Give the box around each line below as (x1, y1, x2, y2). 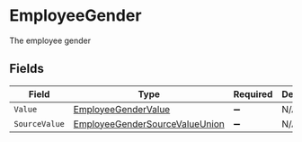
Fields (9, 61, 45, 76)
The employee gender (9, 35, 92, 46)
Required (233, 87, 273, 100)
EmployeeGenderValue (73, 102, 171, 115)
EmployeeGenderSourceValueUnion (73, 118, 225, 130)
